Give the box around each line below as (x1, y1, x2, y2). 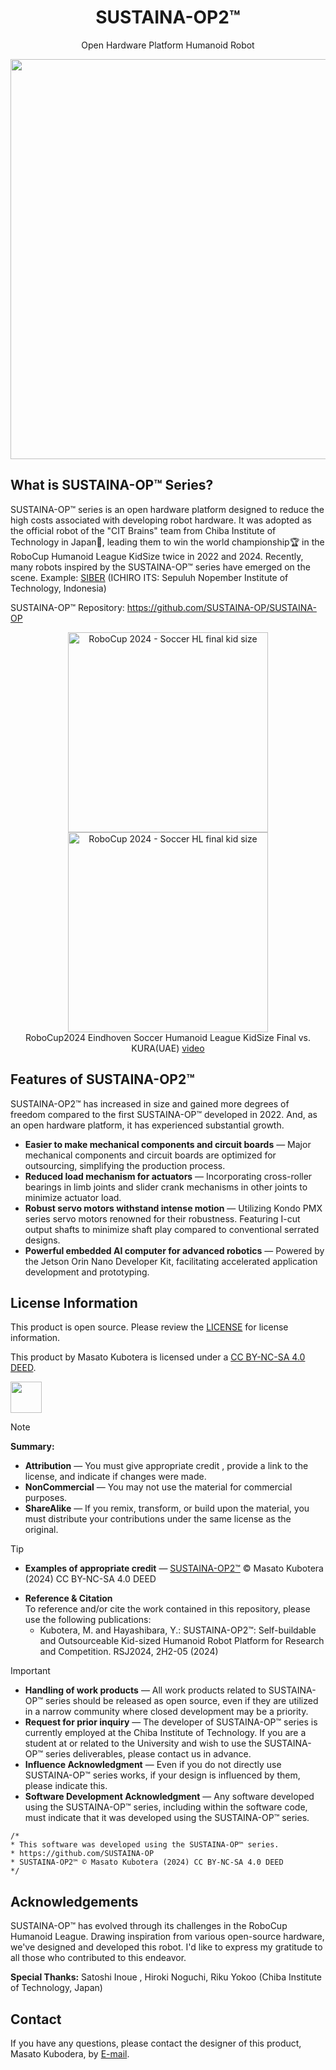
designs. (24, 1234, 61, 1246)
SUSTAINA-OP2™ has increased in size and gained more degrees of (10, 1097, 290, 1110)
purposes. (24, 1492, 68, 1504)
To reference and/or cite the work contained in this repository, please (24, 1603, 311, 1615)
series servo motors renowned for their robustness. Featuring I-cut (24, 1212, 301, 1225)
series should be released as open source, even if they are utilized (44, 1695, 319, 1707)
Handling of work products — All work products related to (24, 1684, 267, 1696)
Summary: (10, 1441, 55, 1453)
